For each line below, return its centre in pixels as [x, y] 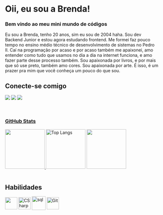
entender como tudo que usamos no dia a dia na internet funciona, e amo [79, 55]
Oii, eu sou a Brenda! [48, 9]
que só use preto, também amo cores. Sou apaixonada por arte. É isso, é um [82, 66]
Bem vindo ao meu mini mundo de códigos [56, 24]
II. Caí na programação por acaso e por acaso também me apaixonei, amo [79, 50]
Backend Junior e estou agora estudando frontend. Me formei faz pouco [78, 40]
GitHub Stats [20, 121]
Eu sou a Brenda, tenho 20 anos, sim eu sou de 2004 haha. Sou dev [73, 34]
